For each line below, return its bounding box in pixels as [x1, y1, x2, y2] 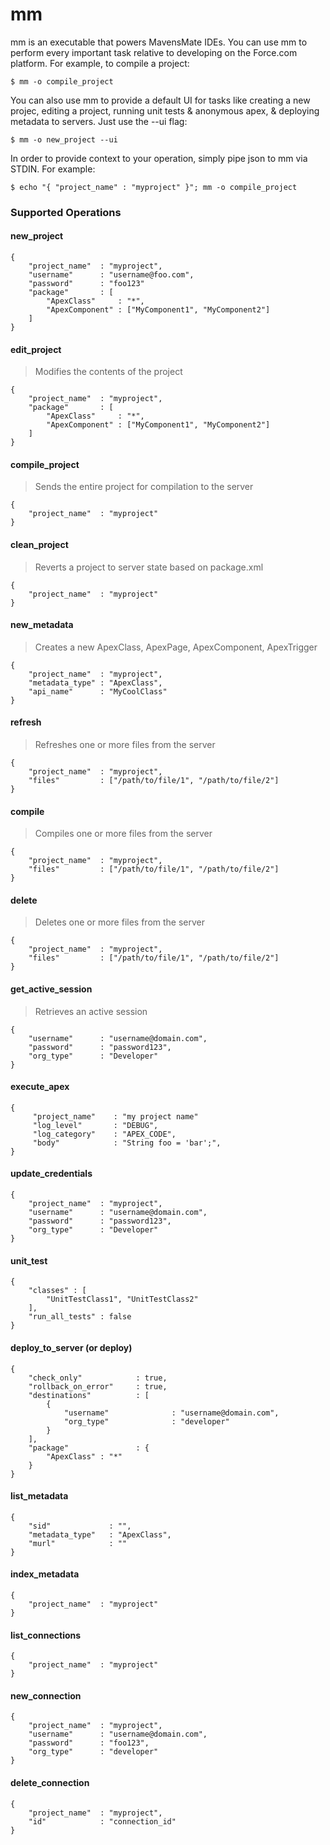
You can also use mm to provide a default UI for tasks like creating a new [10, 94, 311, 106]
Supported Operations [10, 205, 122, 219]
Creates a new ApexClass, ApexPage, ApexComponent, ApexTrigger [34, 641, 318, 653]
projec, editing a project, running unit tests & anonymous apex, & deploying [10, 104, 320, 117]
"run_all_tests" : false [28, 1312, 132, 1322]
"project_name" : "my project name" [32, 1111, 199, 1122]
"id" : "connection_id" [28, 1816, 177, 1827]
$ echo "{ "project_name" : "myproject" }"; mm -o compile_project [10, 182, 298, 192]
